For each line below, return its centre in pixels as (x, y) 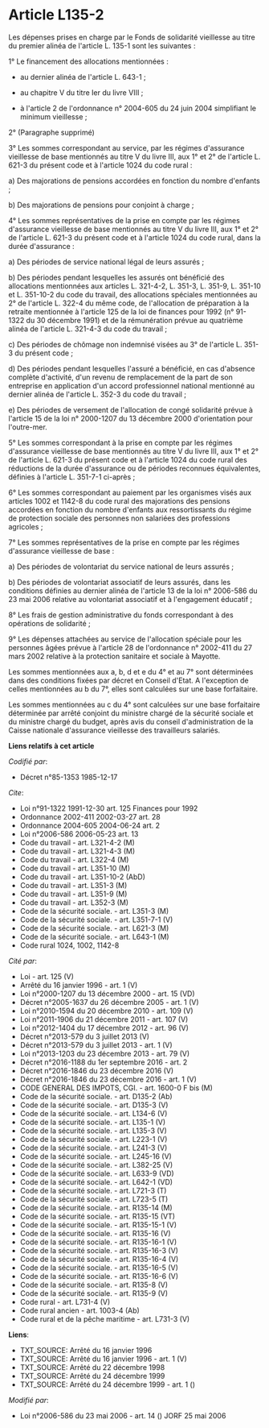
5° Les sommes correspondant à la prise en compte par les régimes (120, 442)
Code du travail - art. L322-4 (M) (74, 859)
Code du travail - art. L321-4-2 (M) (77, 842)
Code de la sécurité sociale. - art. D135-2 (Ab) (96, 1096)
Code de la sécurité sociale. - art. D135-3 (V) (94, 1105)
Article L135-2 (56, 15)
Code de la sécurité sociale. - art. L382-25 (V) (96, 1164)
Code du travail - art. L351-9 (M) (73, 894)
